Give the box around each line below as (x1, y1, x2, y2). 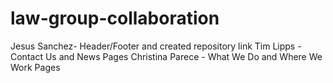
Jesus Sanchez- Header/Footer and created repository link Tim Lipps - (10, 40, 302, 52)
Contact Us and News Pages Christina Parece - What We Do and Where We (10, 50, 323, 62)
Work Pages (10, 61, 61, 73)
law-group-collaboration (10, 7, 220, 30)
